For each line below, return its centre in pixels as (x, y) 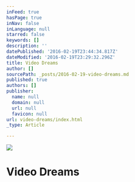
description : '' (27, 46)
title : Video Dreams (33, 63)
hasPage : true (24, 18)
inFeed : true (23, 12)
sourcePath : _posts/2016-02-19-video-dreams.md (68, 74)
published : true (27, 80)
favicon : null (29, 114)
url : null (24, 108)
